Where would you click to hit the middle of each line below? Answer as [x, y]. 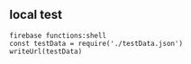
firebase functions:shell [58, 35]
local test [36, 15]
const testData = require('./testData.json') [96, 43]
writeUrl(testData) [46, 51]
